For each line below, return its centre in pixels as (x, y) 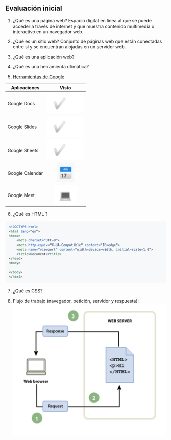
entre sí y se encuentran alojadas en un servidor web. (69, 47)
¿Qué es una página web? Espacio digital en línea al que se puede (82, 20)
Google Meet (21, 195)
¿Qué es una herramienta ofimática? (51, 66)
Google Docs (21, 104)
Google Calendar (25, 173)
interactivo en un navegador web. (48, 31)
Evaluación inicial (34, 8)
